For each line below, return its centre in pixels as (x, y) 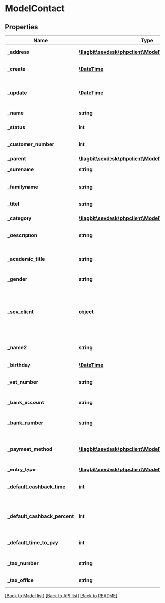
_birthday (19, 365)
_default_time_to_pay (33, 543)
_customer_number (31, 144)
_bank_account (26, 402)
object (86, 312)
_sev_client (21, 312)
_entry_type (22, 469)
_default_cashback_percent (41, 516)
